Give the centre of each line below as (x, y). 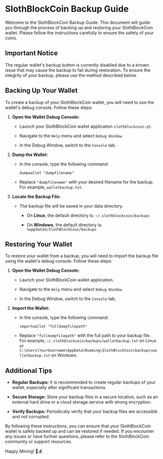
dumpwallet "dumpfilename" (47, 173)
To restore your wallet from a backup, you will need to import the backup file (82, 256)
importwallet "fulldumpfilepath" (53, 327)
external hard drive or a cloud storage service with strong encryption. (82, 402)
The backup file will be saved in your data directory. (71, 206)
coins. (11, 38)
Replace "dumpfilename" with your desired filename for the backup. (87, 182)
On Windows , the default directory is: (64, 225)
